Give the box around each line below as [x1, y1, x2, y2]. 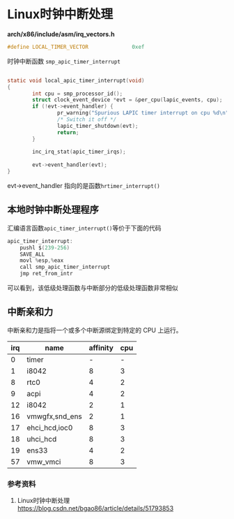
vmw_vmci [26, 457, 61, 467]
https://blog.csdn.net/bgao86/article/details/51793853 [17, 504, 174, 513]
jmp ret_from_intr [19, 270, 73, 277]
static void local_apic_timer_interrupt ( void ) [7, 77, 145, 84]
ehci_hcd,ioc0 [26, 423, 73, 432]
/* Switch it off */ [56, 116, 117, 123]
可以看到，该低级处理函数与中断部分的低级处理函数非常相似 [7, 284, 178, 292]
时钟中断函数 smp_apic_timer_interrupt [7, 57, 120, 65]
